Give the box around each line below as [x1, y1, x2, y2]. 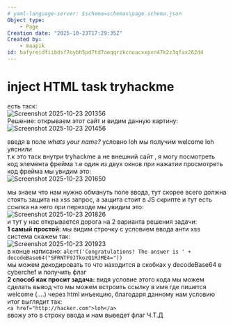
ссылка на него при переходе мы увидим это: [7, 202, 144, 211]
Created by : [7, 36, 42, 43]
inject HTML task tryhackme [7, 79, 175, 95]
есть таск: [7, 101, 38, 110]
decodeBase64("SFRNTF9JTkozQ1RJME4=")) [7, 254, 123, 261]
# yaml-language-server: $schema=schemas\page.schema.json [7, 10, 182, 17]
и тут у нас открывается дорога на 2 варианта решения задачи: [7, 217, 198, 226]
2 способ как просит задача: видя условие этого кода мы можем [7, 275, 204, 284]
